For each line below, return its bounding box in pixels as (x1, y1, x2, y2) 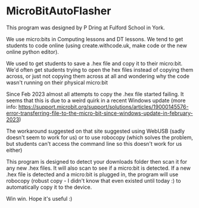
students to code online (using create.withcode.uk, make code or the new (6, 42, 188, 49)
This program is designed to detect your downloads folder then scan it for (6, 158, 188, 165)
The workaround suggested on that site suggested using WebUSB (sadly (6, 127, 185, 134)
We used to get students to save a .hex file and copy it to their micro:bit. (6, 60, 183, 67)
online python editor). (6, 48, 60, 55)
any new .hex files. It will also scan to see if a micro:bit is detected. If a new (6, 164, 191, 172)
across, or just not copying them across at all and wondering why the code (6, 72, 189, 79)
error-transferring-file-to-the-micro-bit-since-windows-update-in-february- (6, 109, 194, 117)
